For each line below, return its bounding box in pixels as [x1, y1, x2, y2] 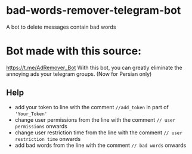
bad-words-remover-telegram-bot [6, 4, 181, 17]
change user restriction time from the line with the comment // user [14, 129, 183, 136]
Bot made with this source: [6, 44, 142, 58]
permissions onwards [14, 122, 67, 130]
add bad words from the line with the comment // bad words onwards [14, 141, 187, 149]
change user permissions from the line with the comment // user [14, 116, 176, 123]
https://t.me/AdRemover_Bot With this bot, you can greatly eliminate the [6, 64, 183, 71]
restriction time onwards [14, 135, 81, 142]
